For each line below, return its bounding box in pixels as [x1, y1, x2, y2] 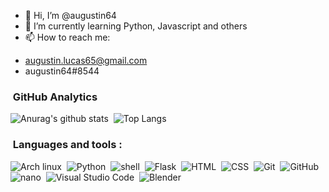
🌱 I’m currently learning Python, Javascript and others [24, 20, 248, 32]
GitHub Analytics [12, 90, 98, 104]
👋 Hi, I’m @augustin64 [24, 10, 117, 21]
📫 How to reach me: [24, 31, 111, 43]
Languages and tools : [12, 138, 123, 152]
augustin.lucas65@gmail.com [24, 55, 148, 66]
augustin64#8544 [24, 65, 100, 77]
